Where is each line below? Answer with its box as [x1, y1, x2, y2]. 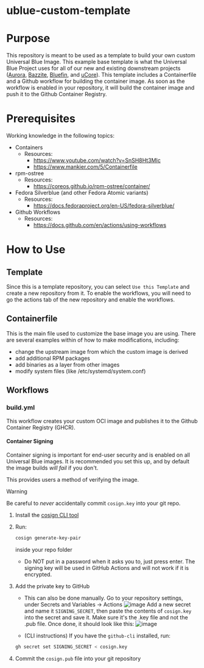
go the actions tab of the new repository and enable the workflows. [6, 296, 175, 303]
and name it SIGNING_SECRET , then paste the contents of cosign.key [24, 607, 192, 614]
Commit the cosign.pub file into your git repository [15, 655, 141, 662]
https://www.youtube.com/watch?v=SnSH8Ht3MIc [33, 156, 161, 164]
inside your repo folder [15, 546, 73, 553]
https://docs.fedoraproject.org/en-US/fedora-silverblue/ [33, 202, 175, 209]
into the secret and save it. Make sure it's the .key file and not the [24, 613, 188, 621]
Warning [6, 488, 27, 495]
